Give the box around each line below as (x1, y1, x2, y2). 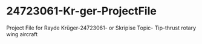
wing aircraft (6, 30, 38, 37)
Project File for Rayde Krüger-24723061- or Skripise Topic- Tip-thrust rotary (6, 24, 197, 31)
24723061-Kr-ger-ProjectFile (6, 4, 157, 18)
